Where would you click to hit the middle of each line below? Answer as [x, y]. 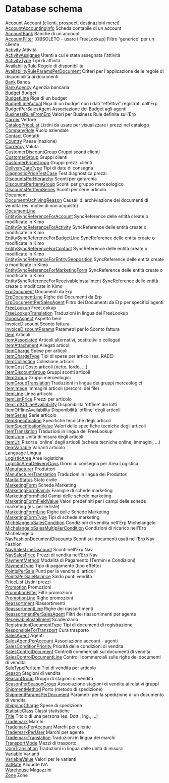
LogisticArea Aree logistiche [35, 458]
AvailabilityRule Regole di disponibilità [44, 66]
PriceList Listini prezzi [28, 582]
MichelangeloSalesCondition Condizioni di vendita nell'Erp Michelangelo [80, 523]
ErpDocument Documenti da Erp [39, 291]
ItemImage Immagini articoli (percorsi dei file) [52, 388]
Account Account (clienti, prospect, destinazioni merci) [63, 23]
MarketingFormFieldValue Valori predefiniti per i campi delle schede [76, 501]
